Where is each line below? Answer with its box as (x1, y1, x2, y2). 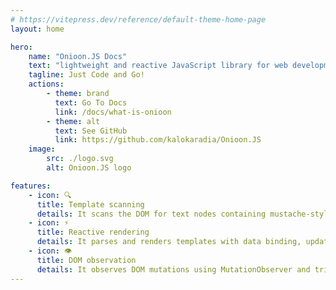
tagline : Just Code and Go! (28, 70, 145, 80)
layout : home (10, 24, 65, 34)
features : (10, 181, 52, 191)
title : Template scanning (36, 199, 145, 210)
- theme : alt (46, 116, 101, 126)
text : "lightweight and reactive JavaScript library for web (28, 61, 288, 71)
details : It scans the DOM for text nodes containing (36, 209, 267, 219)
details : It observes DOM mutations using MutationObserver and (36, 264, 311, 275)
